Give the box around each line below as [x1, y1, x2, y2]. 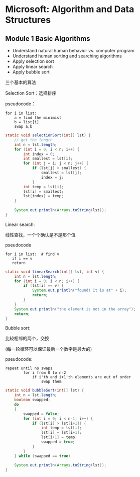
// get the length [14, 137, 53, 142]
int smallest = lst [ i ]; [23, 156, 73, 162]
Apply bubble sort [12, 69, 50, 75]
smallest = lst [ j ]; [41, 170, 82, 175]
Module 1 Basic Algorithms [5, 34, 90, 43]
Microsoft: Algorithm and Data [5, 4, 134, 15]
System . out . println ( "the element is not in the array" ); [14, 306, 136, 311]
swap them [41, 379, 62, 384]
